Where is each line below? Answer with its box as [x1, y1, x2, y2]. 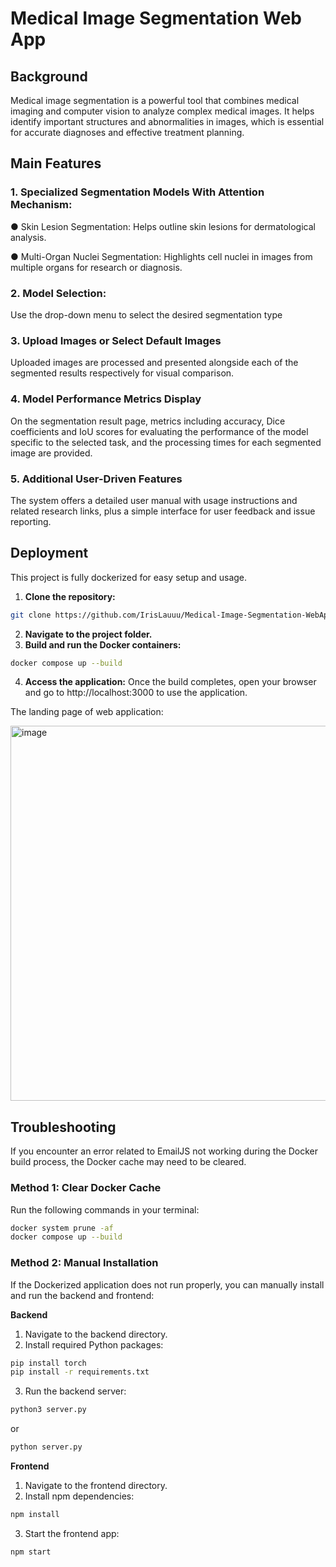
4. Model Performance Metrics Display [10, 392, 202, 406]
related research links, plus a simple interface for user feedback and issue [10, 505, 316, 517]
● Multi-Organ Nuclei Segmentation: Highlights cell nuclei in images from [10, 250, 313, 262]
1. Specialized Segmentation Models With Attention [10, 185, 265, 199]
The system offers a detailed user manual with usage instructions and [10, 494, 298, 506]
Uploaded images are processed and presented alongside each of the [10, 357, 299, 369]
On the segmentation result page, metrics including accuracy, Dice [10, 415, 286, 427]
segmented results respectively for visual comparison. [10, 367, 235, 379]
